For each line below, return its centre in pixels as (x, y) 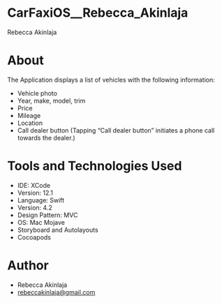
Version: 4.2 (35, 207)
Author (28, 265)
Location (30, 123)
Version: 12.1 (35, 193)
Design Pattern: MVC (47, 215)
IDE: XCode (34, 185)
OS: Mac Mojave (41, 222)
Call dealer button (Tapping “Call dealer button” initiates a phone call (116, 130)
